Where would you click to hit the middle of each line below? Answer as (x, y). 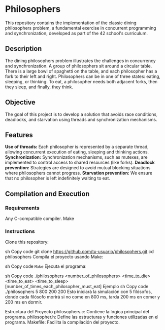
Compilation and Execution (47, 194)
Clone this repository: (27, 242)
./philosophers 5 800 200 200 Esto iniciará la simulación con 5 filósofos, (79, 292)
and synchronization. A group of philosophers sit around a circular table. (79, 66)
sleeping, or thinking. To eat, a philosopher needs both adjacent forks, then (81, 81)
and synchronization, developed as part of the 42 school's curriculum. (76, 33)
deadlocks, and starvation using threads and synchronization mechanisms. (81, 119)
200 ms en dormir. (24, 302)
